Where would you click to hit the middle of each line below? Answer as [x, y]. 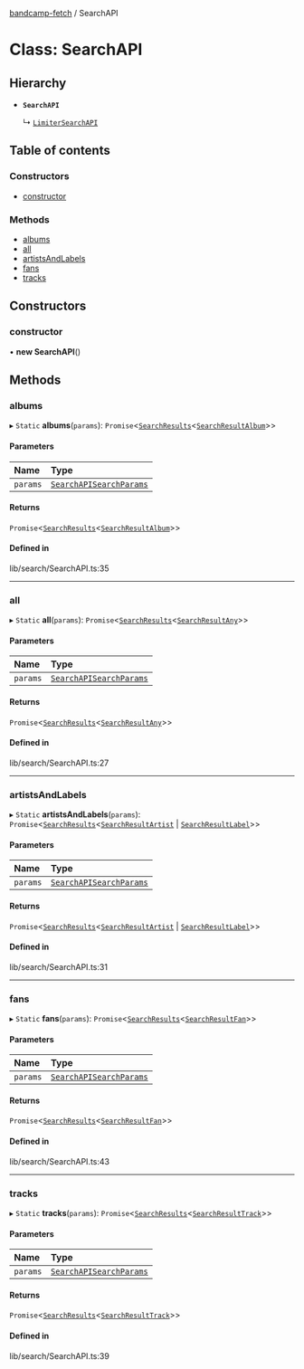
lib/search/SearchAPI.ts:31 [59, 966]
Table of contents [60, 151]
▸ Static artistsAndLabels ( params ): [75, 814]
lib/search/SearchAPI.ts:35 [59, 568]
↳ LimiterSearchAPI [60, 122]
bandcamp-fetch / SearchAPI [64, 13]
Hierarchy [38, 83]
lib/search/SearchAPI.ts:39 [60, 1355]
